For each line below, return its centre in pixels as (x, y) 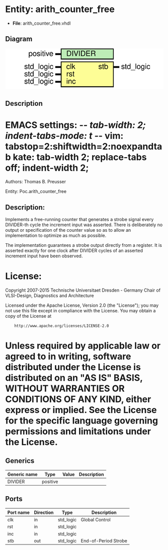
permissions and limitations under (78, 431)
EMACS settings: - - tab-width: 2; (76, 125)
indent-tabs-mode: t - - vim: (64, 136)
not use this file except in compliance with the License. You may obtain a (80, 311)
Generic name (22, 474)
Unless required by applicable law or (83, 346)
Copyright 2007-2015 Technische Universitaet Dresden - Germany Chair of (83, 290)
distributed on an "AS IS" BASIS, (74, 378)
